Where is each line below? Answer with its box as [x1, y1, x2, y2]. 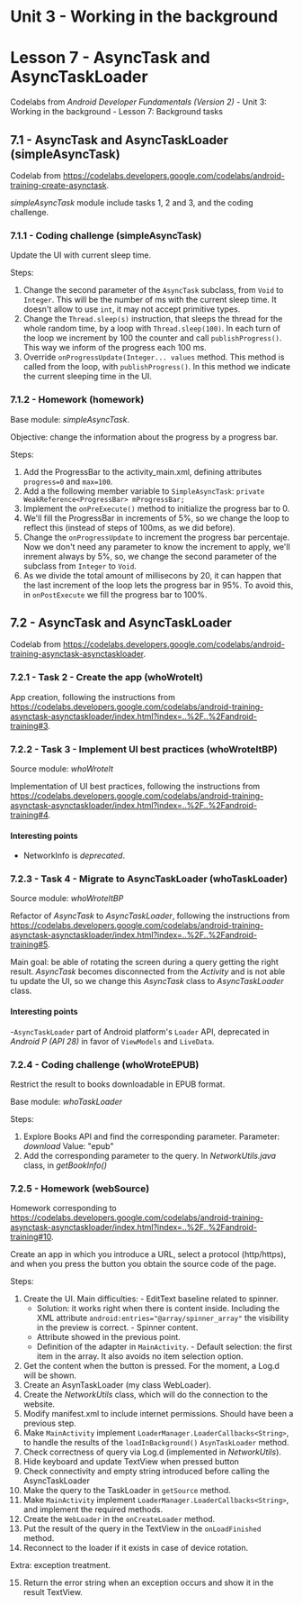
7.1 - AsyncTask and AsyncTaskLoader [10, 132, 228, 148]
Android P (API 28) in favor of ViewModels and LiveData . [10, 1035, 215, 1046]
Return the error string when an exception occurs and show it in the [22, 1577, 274, 1588]
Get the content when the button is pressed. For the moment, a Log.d [22, 1361, 280, 1372]
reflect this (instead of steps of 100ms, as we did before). [22, 522, 236, 533]
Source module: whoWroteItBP [10, 893, 124, 904]
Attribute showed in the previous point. [36, 1332, 181, 1343]
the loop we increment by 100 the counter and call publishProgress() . [22, 333, 282, 343]
